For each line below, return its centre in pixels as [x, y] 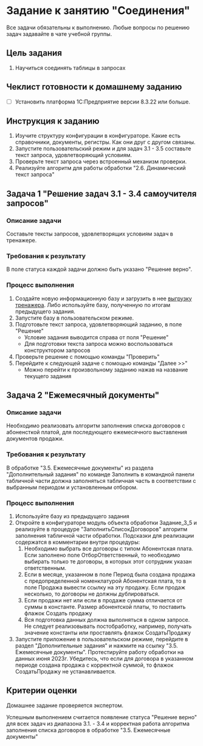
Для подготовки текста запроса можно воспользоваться [98, 343]
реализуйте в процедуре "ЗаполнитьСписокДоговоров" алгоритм [101, 529]
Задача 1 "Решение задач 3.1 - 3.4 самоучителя [101, 193]
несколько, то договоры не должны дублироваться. [92, 594]
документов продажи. [35, 438]
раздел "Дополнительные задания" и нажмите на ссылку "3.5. [96, 646]
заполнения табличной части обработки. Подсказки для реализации [105, 536]
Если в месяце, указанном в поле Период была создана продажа [110, 574]
